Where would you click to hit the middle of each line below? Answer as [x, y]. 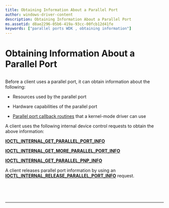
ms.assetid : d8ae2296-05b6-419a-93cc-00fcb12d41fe [59, 24]
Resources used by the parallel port [49, 97]
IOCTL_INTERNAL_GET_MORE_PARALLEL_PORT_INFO [63, 151]
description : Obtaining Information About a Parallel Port [68, 19]
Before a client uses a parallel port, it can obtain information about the [77, 82]
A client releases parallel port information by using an [61, 170]
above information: [25, 131]
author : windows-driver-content [39, 15]
